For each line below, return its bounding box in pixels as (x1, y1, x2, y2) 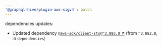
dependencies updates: (5, 21, 54, 26)
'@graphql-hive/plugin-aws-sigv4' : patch (5, 7, 92, 12)
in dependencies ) (12, 35, 46, 41)
